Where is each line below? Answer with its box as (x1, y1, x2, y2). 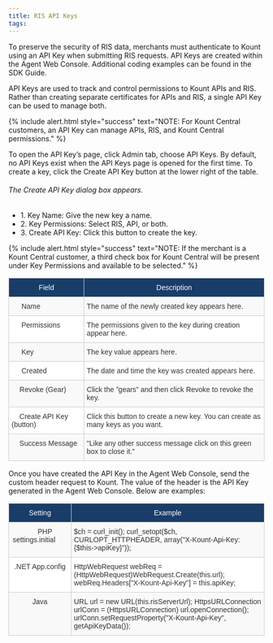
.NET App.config (14, 562, 67, 571)
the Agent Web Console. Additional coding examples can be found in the (8, 58, 252, 69)
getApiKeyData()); (73, 621, 132, 630)
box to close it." (86, 447, 136, 455)
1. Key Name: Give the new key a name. (19, 210, 153, 220)
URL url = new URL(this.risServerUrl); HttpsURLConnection (73, 597, 262, 606)
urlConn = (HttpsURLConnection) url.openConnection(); (73, 605, 249, 614)
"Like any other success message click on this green (86, 438, 252, 447)
